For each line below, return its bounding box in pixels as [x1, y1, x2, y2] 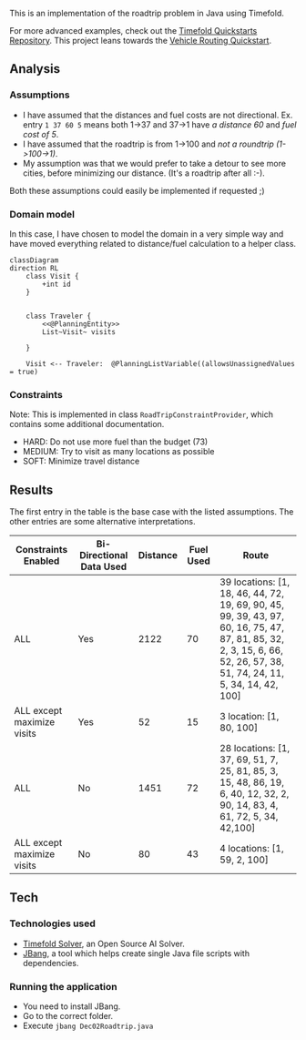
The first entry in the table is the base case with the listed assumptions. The [9, 506, 294, 517]
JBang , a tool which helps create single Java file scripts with [22, 947, 250, 959]
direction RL [9, 263, 59, 272]
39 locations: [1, [219, 576, 291, 588]
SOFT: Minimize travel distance [22, 455, 140, 467]
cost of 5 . [22, 128, 59, 139]
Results [9, 482, 54, 497]
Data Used [80, 560, 127, 573]
